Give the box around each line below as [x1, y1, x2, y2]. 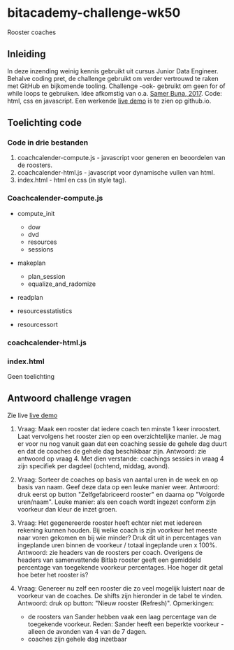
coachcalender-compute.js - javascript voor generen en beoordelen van [17, 154, 226, 162]
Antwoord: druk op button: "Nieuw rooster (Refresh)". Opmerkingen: [17, 599, 214, 607]
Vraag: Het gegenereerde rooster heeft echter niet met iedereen [17, 519, 203, 527]
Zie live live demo [7, 411, 58, 419]
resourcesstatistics [17, 306, 73, 315]
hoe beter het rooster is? [17, 570, 89, 579]
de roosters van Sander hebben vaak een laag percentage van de [27, 612, 217, 621]
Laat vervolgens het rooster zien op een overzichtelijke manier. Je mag [17, 432, 221, 440]
